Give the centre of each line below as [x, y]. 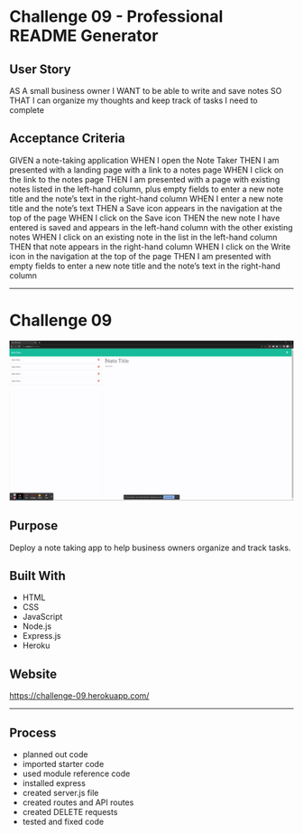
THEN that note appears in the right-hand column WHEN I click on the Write [150, 247]
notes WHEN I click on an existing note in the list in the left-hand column [143, 237]
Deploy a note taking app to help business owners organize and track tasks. [150, 548]
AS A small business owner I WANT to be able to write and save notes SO [146, 91]
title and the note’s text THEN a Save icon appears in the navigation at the [146, 208]
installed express [54, 783]
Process [33, 732]
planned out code [55, 754]
